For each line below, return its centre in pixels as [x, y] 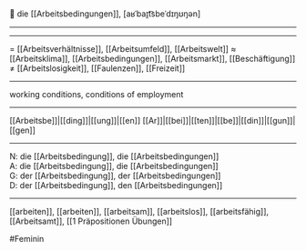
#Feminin [27, 239]
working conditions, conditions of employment [97, 94]
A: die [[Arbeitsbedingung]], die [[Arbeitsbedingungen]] [114, 166]
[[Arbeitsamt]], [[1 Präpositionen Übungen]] [91, 221]
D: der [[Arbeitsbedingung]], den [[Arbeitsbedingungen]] [116, 185]
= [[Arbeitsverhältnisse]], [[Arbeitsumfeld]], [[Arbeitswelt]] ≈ [123, 49]
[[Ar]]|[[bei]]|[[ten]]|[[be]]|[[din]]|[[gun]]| [219, 120]
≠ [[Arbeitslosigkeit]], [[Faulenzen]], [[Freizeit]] [97, 68]
